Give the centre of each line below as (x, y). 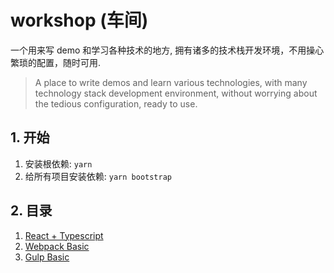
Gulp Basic (47, 257)
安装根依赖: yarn (58, 163)
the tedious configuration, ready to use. (116, 103)
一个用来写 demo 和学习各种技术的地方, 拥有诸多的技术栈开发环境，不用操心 (167, 50)
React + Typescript (64, 235)
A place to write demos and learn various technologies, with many (171, 82)
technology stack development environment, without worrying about (176, 93)
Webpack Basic (57, 246)
